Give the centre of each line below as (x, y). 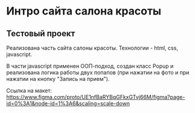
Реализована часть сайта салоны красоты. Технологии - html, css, (92, 48)
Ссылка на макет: (29, 91)
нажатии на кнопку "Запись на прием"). (58, 79)
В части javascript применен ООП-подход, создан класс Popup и (90, 66)
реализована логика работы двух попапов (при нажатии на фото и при (98, 73)
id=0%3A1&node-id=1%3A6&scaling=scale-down (68, 103)
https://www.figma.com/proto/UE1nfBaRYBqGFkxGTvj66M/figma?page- (96, 97)
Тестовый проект (41, 34)
